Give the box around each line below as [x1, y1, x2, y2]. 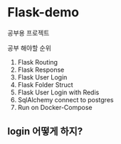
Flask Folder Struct [17, 80, 73, 89]
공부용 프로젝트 [7, 28, 50, 37]
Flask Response [17, 65, 65, 74]
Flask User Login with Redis [17, 88, 100, 96]
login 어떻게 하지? [7, 126, 83, 138]
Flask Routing [17, 57, 58, 66]
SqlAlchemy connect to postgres [17, 95, 114, 104]
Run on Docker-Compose [17, 103, 93, 111]
